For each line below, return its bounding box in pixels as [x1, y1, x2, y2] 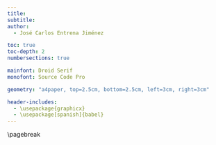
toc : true [7, 42, 36, 49]
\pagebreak [7, 130, 40, 139]
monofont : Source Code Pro [7, 73, 85, 80]
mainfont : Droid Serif [7, 67, 73, 74]
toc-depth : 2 [7, 48, 45, 55]
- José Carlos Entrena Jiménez [13, 29, 104, 37]
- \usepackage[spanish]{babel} [13, 111, 104, 118]
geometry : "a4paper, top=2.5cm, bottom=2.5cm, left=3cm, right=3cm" [7, 86, 210, 93]
